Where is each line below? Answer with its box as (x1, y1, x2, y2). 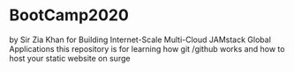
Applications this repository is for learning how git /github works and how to (9, 43, 285, 54)
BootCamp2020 (9, 5, 130, 25)
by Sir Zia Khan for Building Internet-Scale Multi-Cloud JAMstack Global (9, 34, 272, 45)
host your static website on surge (9, 53, 131, 63)
